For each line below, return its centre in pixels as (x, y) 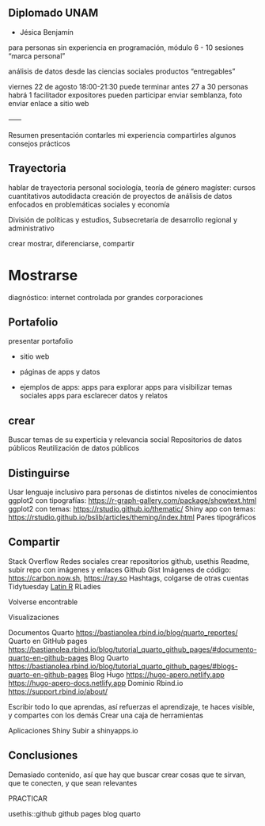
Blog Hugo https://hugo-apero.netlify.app (157, 674)
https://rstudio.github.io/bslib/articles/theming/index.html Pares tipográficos (132, 517)
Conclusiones (43, 756)
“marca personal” (37, 55)
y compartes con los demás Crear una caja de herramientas (106, 715)
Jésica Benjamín (46, 32)
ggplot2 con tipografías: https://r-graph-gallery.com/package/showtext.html (132, 501)
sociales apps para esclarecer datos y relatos (94, 396)
